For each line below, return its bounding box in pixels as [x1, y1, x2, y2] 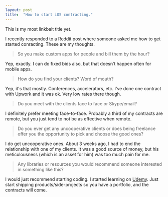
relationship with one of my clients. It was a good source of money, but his [5, 146, 159, 152]
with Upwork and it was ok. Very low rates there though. [5, 91, 121, 97]
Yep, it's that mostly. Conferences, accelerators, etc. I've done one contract [5, 85, 161, 91]
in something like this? [17, 166, 64, 172]
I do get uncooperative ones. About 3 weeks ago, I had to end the [5, 141, 141, 147]
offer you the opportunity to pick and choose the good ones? [17, 130, 144, 137]
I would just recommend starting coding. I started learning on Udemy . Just [5, 176, 159, 182]
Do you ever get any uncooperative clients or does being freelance [17, 125, 156, 132]
